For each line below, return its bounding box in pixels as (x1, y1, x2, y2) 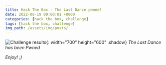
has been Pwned (5, 45, 40, 51)
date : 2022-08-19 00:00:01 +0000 (5, 12, 75, 17)
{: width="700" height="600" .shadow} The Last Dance (46, 39, 161, 45)
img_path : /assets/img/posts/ (5, 26, 69, 31)
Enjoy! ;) (5, 54, 23, 60)
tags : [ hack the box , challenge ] (5, 21, 75, 26)
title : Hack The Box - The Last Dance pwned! (5, 7, 102, 12)
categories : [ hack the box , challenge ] (5, 16, 89, 21)
